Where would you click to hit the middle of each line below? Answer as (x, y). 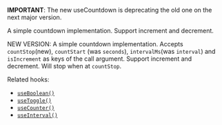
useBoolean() (36, 93)
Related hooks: (28, 79)
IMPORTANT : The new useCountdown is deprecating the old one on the (110, 10)
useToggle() (34, 101)
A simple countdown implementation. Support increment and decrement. (110, 31)
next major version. (34, 17)
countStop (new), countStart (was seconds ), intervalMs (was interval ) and (111, 51)
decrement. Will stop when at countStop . (64, 66)
